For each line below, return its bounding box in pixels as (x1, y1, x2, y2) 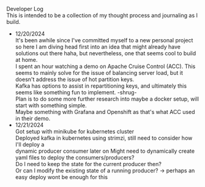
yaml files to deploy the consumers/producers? (15, 154, 135, 161)
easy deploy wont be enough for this (15, 174, 108, 180)
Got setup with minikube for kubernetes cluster (15, 128, 135, 135)
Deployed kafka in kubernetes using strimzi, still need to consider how (15, 134, 193, 142)
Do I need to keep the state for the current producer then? (15, 161, 162, 167)
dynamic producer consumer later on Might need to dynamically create (15, 147, 195, 155)
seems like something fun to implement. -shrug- (15, 89, 137, 96)
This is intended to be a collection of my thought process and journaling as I (6, 12, 198, 19)
